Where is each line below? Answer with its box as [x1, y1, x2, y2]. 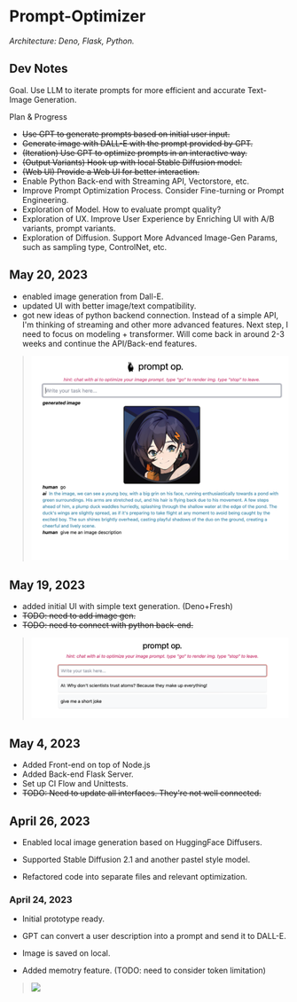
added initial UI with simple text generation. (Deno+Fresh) [21, 600, 233, 611]
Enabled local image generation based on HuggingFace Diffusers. [21, 836, 263, 848]
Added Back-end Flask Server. [21, 769, 135, 779]
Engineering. [21, 194, 69, 205]
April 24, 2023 [9, 893, 73, 905]
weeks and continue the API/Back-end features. [21, 338, 198, 348]
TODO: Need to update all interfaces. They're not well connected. [21, 787, 262, 799]
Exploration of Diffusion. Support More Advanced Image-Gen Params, [21, 232, 277, 243]
